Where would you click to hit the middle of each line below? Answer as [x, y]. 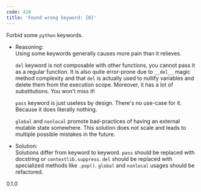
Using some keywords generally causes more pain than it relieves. [98, 53]
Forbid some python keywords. [45, 35]
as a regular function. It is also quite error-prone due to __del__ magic [103, 71]
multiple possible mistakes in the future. [65, 134]
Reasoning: [29, 47]
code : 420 [19, 12]
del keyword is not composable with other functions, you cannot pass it [105, 65]
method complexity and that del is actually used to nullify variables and [104, 78]
